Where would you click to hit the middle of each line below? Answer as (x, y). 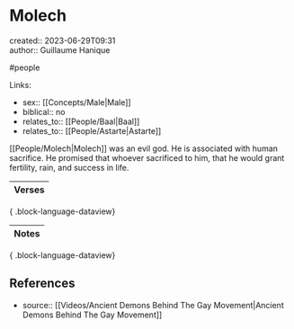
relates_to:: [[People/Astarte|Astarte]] (92, 130)
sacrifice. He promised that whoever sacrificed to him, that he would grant (147, 157)
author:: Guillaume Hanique (60, 49)
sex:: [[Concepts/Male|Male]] (77, 102)
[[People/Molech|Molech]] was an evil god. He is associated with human (144, 148)
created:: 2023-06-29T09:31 (62, 40)
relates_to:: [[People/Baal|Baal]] (81, 121)
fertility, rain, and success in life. (69, 167)
